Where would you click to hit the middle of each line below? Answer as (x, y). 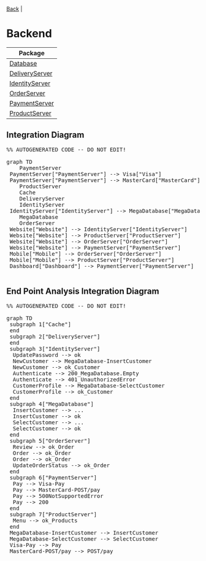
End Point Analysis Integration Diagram (83, 292)
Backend (29, 34)
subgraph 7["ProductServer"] (53, 514)
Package (32, 53)
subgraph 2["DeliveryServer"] (55, 336)
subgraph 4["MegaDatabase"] (51, 404)
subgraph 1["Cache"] (40, 324)
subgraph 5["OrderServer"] (50, 441)
